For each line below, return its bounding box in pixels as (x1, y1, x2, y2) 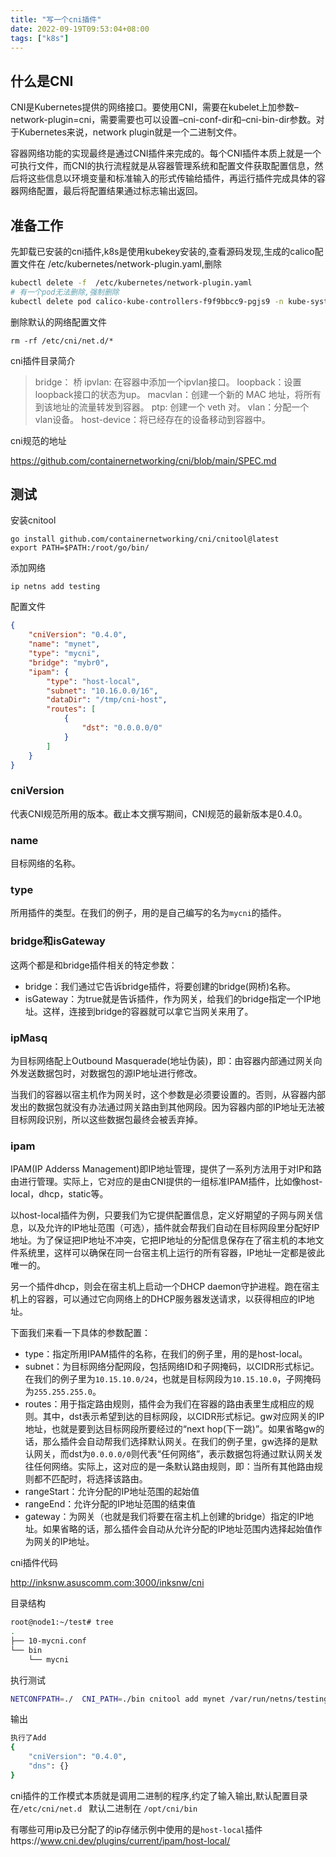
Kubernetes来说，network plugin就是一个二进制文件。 (18, 126, 243, 138)
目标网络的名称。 (10, 857, 81, 870)
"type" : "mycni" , (28, 649, 101, 659)
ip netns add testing (10, 582, 101, 592)
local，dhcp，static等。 (10, 1188, 109, 1200)
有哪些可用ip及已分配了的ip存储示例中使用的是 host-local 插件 (10, 1823, 263, 1835)
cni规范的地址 (10, 434, 67, 446)
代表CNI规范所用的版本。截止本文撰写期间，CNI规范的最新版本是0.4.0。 (10, 807, 308, 820)
